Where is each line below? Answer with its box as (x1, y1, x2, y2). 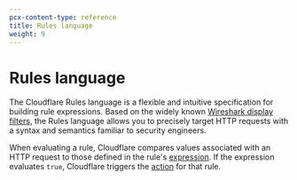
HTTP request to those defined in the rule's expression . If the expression (9, 152, 275, 162)
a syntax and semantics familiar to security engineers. (9, 125, 207, 136)
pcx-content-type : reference (9, 12, 117, 22)
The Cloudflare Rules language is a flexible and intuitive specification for (9, 97, 274, 107)
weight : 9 (9, 29, 46, 38)
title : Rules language (9, 21, 93, 30)
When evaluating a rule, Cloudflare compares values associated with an (9, 143, 271, 153)
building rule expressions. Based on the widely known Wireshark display (9, 106, 274, 117)
